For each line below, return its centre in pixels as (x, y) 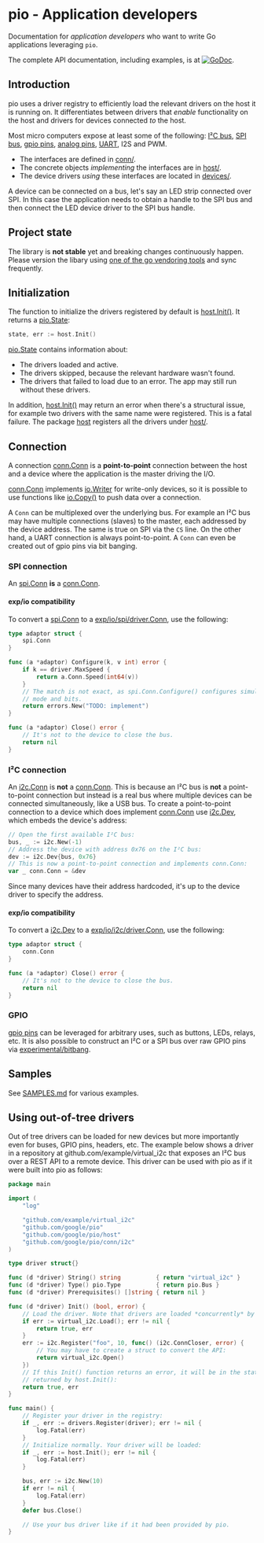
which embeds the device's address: (68, 820)
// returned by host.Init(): (70, 1379)
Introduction (39, 85)
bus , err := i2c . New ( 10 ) (63, 1481)
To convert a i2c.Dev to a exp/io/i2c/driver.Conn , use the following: (117, 930)
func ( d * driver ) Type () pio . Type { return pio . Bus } (114, 1285)
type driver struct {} (44, 1264)
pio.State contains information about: (68, 350)
